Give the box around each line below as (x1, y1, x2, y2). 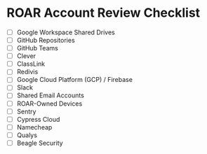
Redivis (16, 68, 39, 76)
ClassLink (16, 59, 46, 68)
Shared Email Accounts (16, 91, 85, 99)
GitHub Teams (16, 44, 59, 52)
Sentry (16, 107, 36, 115)
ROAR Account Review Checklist (6, 5, 201, 21)
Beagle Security (16, 139, 64, 147)
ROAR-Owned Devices (16, 99, 83, 108)
